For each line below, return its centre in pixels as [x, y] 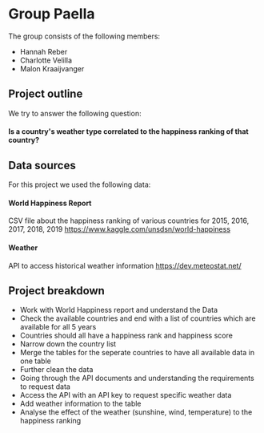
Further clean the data [56, 370]
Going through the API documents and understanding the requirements [137, 378]
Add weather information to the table [80, 404]
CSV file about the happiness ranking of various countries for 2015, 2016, [129, 221]
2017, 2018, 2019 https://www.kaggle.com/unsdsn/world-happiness [119, 229]
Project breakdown [57, 291]
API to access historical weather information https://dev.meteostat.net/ [125, 265]
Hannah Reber [44, 51]
